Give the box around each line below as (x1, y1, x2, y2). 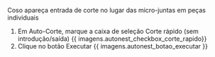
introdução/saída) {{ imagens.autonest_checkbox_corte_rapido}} (17, 34, 207, 43)
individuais (7, 13, 39, 22)
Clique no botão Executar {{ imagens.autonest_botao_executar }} (17, 42, 208, 50)
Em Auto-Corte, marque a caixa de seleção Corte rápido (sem (17, 27, 199, 35)
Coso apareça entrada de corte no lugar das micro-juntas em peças (7, 6, 206, 14)
